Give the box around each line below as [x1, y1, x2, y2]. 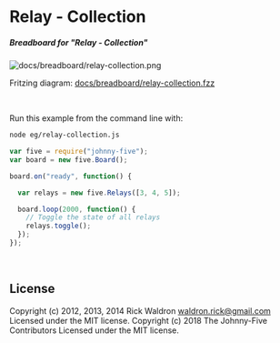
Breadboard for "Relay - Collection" [9, 36, 148, 47]
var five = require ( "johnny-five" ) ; [9, 147, 148, 156]
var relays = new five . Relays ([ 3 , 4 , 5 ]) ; [17, 188, 181, 197]
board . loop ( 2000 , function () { [17, 205, 136, 214]
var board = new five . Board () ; [9, 155, 128, 165]
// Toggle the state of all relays [25, 213, 161, 222]
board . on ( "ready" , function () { [9, 171, 132, 181]
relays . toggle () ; [25, 221, 92, 231]
